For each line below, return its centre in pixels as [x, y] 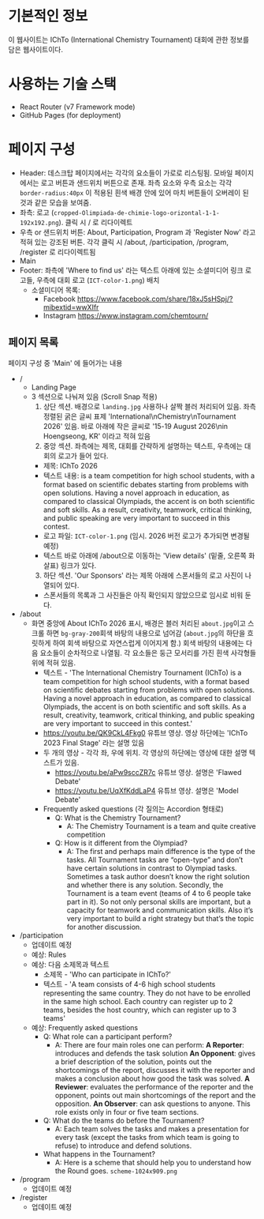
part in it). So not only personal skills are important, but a [159, 901]
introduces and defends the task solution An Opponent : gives [155, 1053]
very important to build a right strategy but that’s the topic [160, 918]
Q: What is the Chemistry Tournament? [118, 818]
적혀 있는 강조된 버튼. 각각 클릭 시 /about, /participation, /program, [124, 242]
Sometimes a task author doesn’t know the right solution [158, 876]
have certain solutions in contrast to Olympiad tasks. [152, 868]
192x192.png [39, 223]
